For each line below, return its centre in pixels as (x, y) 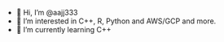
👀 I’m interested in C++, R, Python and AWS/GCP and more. (116, 21)
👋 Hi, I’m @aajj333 (47, 13)
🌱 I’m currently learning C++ (64, 29)
